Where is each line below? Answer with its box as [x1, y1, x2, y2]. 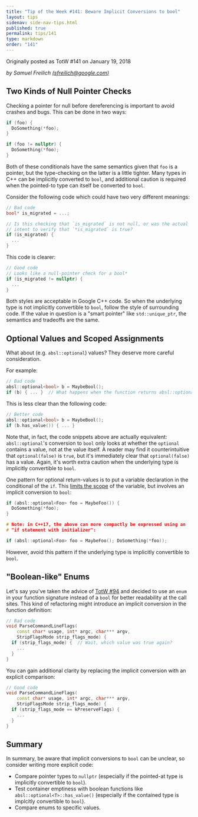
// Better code [6, 411, 44, 417]
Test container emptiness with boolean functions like [14, 785, 143, 792]
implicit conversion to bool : [6, 489, 72, 496]
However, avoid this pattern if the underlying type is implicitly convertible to [6, 548, 190, 555]
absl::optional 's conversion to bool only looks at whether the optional [6, 440, 180, 447]
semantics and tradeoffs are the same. [6, 317, 100, 324]
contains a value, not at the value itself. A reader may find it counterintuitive [6, 445, 190, 453]
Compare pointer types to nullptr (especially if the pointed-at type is [14, 773, 183, 780]
